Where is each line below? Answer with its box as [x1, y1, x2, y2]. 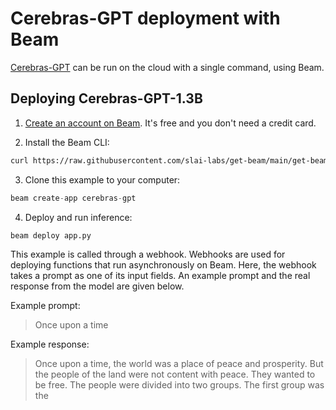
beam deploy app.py [10, 230, 92, 241]
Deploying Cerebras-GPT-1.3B [10, 90, 203, 107]
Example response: [10, 338, 90, 351]
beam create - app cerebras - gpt [10, 193, 137, 203]
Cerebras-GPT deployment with [10, 7, 281, 30]
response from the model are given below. [10, 280, 185, 292]
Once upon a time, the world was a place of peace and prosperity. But [34, 358, 324, 370]
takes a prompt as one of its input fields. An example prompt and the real [10, 270, 311, 282]
